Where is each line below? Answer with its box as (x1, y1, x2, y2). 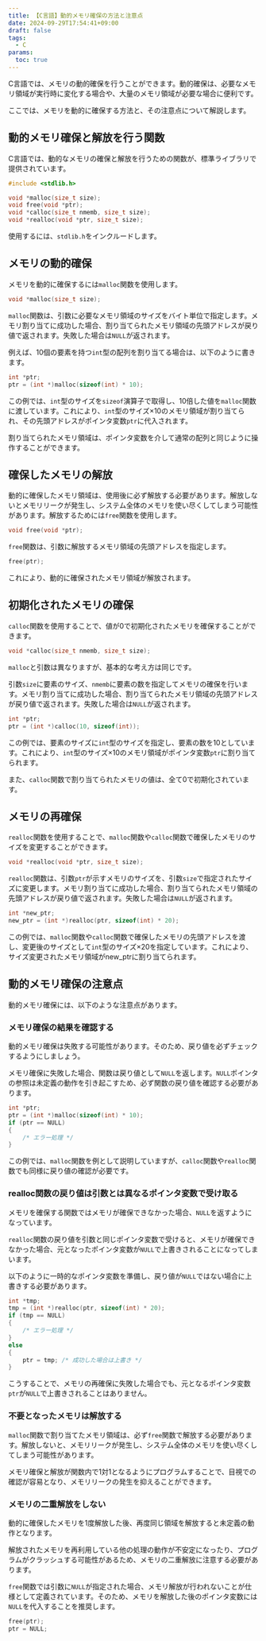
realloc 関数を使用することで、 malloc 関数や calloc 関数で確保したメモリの (8, 832, 250, 842)
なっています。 (8, 1217, 56, 1227)
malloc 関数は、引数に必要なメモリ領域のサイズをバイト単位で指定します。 (8, 311, 252, 320)
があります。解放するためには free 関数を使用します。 (8, 510, 181, 521)
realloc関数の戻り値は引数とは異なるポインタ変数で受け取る (8, 1188, 239, 1199)
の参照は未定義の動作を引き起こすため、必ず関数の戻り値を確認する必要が (8, 1078, 252, 1088)
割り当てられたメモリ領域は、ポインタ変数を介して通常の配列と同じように (8, 432, 252, 442)
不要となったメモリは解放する (8, 1411, 122, 1422)
